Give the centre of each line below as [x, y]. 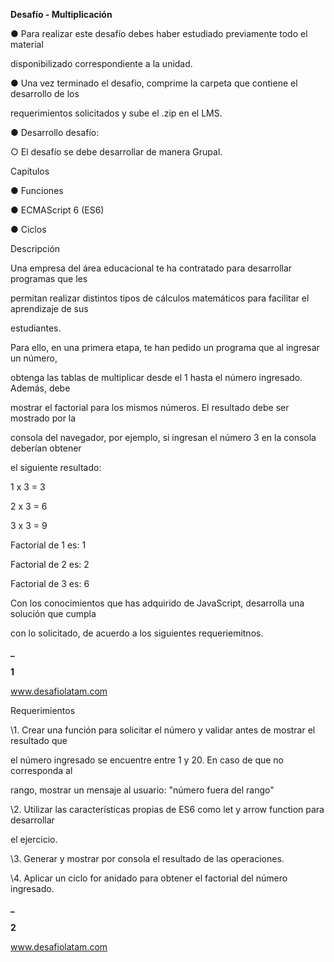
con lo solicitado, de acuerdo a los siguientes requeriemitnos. [137, 633]
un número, [34, 358]
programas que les [49, 278]
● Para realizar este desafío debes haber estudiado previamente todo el [159, 33]
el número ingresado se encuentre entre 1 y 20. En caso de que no [147, 760]
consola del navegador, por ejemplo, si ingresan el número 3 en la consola [163, 437]
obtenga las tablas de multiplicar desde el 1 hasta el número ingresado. [156, 377]
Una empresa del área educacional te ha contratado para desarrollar [151, 268]
